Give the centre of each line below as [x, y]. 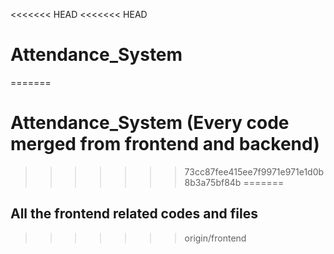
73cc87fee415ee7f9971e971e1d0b [254, 171]
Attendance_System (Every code [150, 123]
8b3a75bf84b [213, 182]
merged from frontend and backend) [165, 144]
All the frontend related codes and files [134, 214]
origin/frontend [215, 238]
